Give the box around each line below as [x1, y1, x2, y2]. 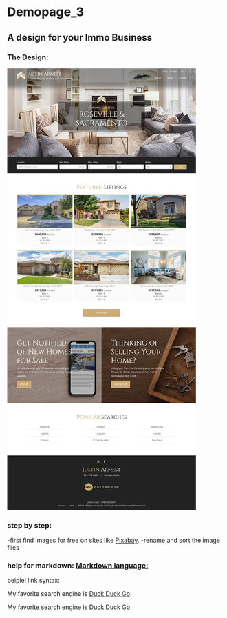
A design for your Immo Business [7, 32, 153, 43]
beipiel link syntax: [7, 577, 60, 585]
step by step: [7, 520, 52, 530]
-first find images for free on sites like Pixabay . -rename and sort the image [7, 536, 220, 545]
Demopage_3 [7, 4, 85, 20]
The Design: [7, 52, 49, 62]
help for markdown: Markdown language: [7, 561, 149, 570]
